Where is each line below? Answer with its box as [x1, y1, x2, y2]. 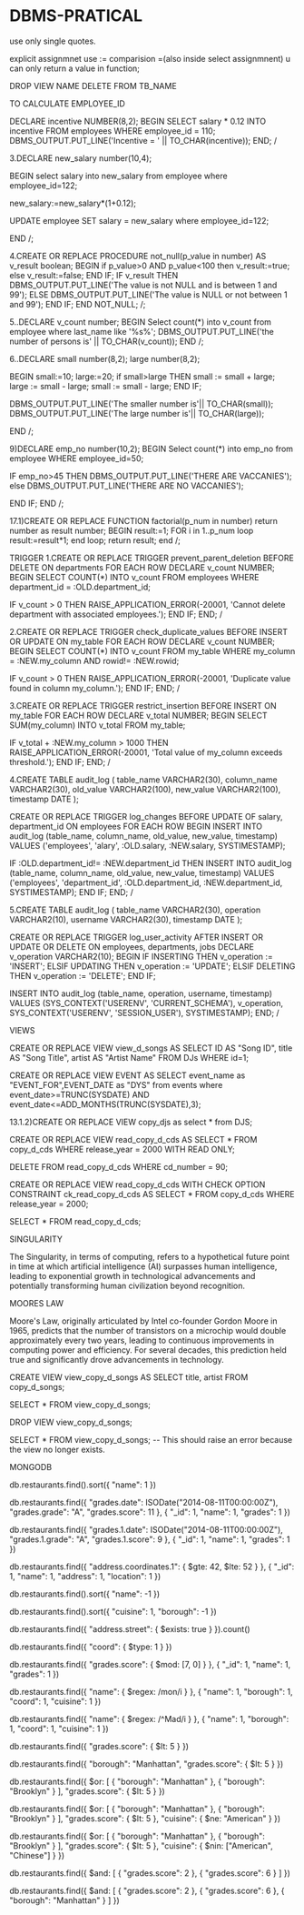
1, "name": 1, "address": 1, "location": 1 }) [9, 1570, 162, 1581]
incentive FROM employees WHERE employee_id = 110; [9, 125, 216, 136]
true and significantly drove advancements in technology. [9, 1354, 224, 1365]
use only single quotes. [9, 35, 97, 46]
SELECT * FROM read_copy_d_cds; [9, 1215, 142, 1226]
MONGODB [9, 1461, 53, 1472]
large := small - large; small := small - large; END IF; [9, 380, 202, 391]
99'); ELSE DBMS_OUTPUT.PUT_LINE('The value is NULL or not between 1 [9, 288, 288, 300]
